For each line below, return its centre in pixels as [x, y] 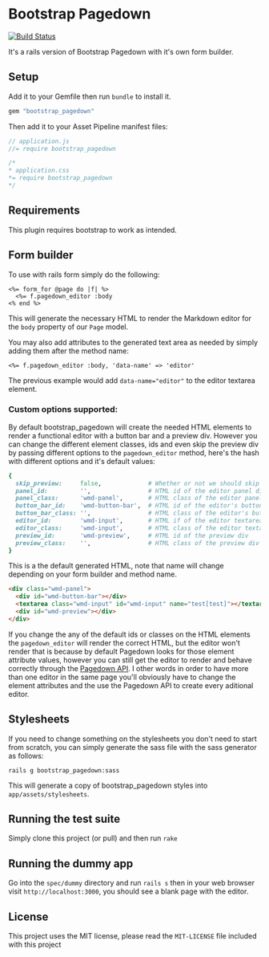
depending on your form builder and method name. [93, 574]
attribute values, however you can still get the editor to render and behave [130, 660]
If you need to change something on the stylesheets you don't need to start [133, 739]
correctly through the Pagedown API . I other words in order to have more [128, 668]
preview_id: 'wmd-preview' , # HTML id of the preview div [132, 536]
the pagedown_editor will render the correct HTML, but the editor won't [124, 642]
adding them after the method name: [69, 351]
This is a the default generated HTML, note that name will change [116, 566]
